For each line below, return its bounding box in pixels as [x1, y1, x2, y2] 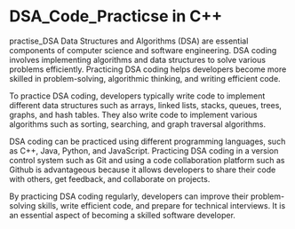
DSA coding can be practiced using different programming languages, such [9, 136, 286, 146]
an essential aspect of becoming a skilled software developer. [9, 209, 235, 220]
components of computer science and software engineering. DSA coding [9, 44, 277, 55]
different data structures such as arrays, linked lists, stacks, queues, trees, [9, 99, 283, 110]
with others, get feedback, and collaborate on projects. [9, 173, 211, 184]
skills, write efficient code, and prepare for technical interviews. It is [37, 200, 286, 210]
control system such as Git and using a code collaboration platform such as [9, 154, 286, 165]
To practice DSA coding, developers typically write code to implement [9, 91, 266, 101]
